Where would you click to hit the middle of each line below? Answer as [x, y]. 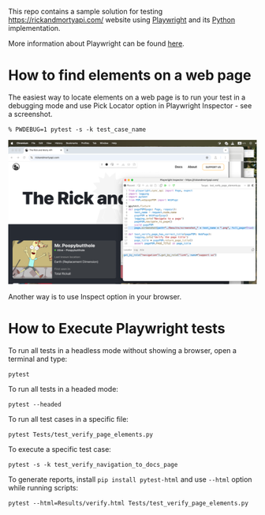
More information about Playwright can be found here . [97, 43]
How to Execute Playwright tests [117, 328]
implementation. [34, 28]
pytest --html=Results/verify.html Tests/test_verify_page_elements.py [128, 503]
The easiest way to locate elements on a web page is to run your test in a [127, 97]
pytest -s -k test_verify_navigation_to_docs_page [93, 464]
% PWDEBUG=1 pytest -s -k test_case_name [77, 130]
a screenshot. [30, 114]
